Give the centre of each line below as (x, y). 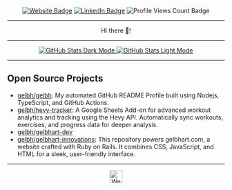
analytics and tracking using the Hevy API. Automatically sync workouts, (120, 117)
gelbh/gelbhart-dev (45, 132)
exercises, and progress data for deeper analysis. (88, 124)
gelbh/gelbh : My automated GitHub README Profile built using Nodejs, (118, 95)
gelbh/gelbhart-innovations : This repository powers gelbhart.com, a (114, 139)
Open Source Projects (55, 78)
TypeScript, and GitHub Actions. (63, 102)
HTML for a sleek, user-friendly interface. (76, 154)
